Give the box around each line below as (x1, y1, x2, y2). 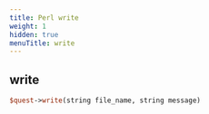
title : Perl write (9, 13, 79, 23)
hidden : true (9, 30, 59, 39)
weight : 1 (9, 22, 47, 31)
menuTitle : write (9, 38, 75, 48)
